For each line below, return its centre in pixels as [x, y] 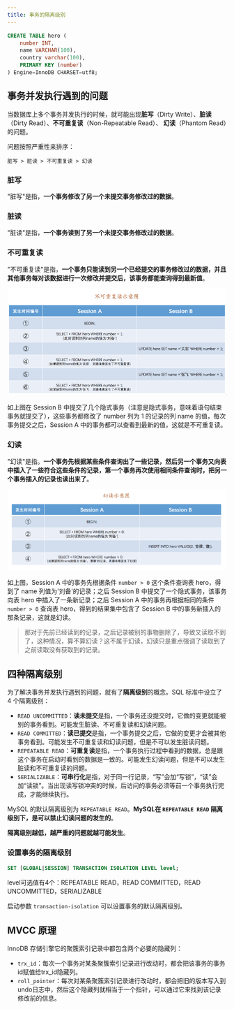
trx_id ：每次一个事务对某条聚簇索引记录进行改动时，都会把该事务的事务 [121, 963]
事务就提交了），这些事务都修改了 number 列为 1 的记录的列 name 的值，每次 [117, 416]
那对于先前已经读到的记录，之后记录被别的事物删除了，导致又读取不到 [125, 632]
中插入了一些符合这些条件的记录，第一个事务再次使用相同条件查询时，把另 [114, 470]
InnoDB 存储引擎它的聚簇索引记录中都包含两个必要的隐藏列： [95, 948]
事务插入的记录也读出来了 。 [53, 479]
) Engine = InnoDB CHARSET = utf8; [53, 73]
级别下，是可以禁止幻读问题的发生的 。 [62, 818]
